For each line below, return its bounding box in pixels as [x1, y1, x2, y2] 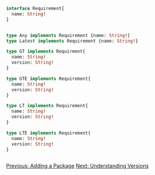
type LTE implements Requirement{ [6, 130, 91, 136]
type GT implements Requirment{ [6, 48, 85, 54]
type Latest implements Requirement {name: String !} [6, 38, 138, 44]
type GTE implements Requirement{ [6, 76, 91, 82]
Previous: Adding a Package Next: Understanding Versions [6, 163, 149, 170]
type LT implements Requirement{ [6, 103, 88, 109]
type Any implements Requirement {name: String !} [6, 33, 131, 38]
